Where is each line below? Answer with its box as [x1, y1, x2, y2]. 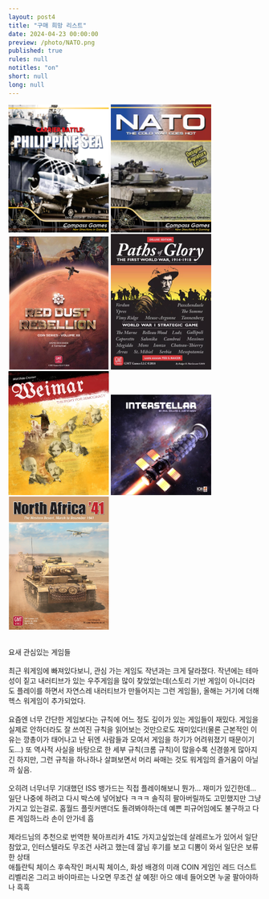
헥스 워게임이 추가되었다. [8, 696, 86, 706]
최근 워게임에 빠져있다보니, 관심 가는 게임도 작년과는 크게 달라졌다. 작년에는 [8, 666, 244, 676]
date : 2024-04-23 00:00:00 [8, 30, 99, 38]
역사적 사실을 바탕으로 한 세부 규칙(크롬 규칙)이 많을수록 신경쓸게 [33, 745, 237, 754]
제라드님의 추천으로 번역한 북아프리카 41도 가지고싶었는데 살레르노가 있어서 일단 [8, 832, 259, 842]
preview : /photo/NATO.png [8, 39, 95, 47]
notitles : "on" [8, 64, 59, 72]
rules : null [8, 55, 48, 63]
